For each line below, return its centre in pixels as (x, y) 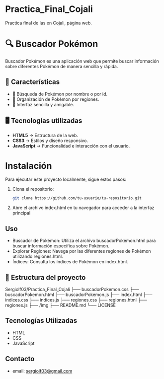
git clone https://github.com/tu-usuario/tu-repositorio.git (77, 198)
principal (21, 213)
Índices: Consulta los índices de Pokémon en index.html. (70, 262)
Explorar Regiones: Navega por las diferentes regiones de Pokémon (82, 251)
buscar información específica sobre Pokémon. (61, 246)
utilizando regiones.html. (38, 256)
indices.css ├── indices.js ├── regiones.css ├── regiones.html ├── (76, 300)
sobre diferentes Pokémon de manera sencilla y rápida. (62, 66)
